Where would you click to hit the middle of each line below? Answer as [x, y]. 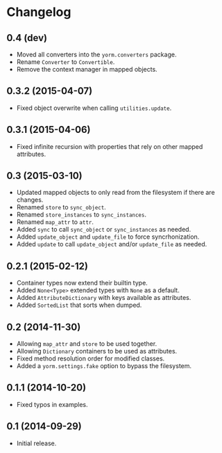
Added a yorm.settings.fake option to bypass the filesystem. [104, 366]
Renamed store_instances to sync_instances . [82, 215]
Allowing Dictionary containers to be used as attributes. [97, 351]
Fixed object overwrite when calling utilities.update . [94, 108]
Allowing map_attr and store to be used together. [87, 344]
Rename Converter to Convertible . [66, 62]
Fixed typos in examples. [52, 404]
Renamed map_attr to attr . [55, 222]
